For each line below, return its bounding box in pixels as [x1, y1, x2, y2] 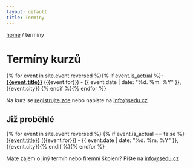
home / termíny [6, 31, 44, 38]
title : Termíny [6, 15, 45, 21]
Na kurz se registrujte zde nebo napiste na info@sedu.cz [6, 97, 148, 104]
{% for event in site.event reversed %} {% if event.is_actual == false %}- [6, 131, 188, 138]
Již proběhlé [6, 114, 54, 124]
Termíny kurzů [6, 52, 81, 66]
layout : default [6, 8, 47, 15]
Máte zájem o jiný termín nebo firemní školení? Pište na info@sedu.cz [6, 155, 180, 162]
